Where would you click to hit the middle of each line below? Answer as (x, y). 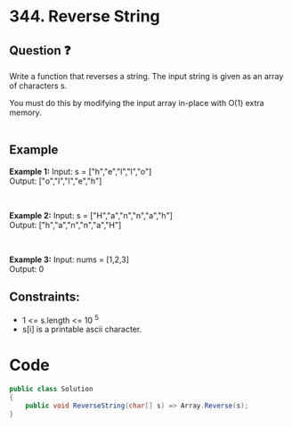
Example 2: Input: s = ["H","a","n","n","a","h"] (91, 215)
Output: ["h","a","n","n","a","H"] (65, 225)
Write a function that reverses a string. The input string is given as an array (146, 76)
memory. (25, 112)
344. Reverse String (85, 16)
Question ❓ (40, 50)
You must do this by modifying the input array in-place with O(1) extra (137, 103)
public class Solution (51, 390)
